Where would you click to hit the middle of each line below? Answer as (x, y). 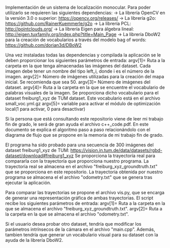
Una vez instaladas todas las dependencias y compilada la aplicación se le (83, 55)
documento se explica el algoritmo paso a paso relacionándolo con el (78, 130)
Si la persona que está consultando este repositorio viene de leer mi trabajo (84, 119)
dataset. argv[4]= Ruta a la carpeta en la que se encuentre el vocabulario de (85, 87)
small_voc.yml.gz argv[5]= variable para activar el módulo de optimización (83, 103)
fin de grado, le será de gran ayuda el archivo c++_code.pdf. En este (77, 124)
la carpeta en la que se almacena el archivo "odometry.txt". (67, 214)
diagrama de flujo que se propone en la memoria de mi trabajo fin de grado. (84, 135)
